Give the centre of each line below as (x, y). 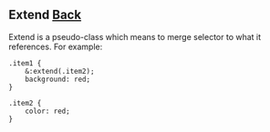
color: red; (47, 111)
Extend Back (45, 15)
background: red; (58, 79)
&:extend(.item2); (60, 71)
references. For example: (56, 46)
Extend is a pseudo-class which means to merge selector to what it (135, 36)
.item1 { (25, 63)
